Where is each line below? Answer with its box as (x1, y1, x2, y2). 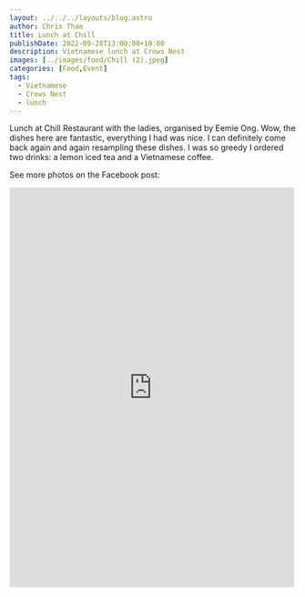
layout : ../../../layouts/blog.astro (9, 13, 153, 23)
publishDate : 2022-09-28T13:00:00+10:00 (9, 38, 166, 48)
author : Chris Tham (9, 22, 84, 31)
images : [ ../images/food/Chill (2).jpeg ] (9, 56, 169, 65)
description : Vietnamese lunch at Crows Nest (9, 47, 185, 56)
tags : (9, 73, 30, 82)
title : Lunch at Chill (9, 30, 96, 39)
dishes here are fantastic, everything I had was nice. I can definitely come (9, 133, 287, 144)
